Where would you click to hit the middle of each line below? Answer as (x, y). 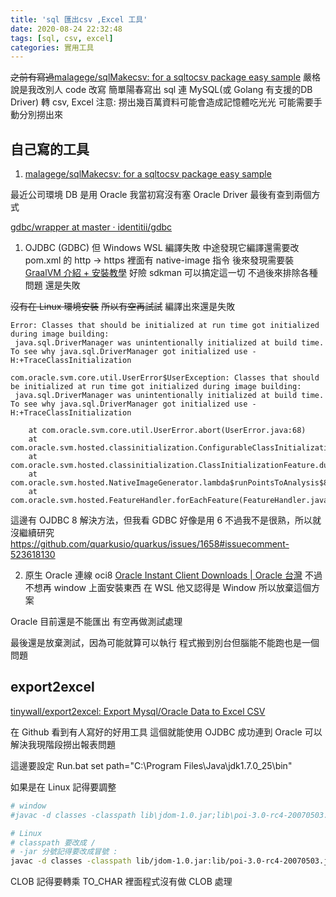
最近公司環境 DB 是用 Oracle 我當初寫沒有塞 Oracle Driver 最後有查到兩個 (161, 195)
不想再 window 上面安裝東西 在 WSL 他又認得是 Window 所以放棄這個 (168, 588)
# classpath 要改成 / (53, 842)
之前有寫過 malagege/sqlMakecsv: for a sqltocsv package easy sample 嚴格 (166, 77)
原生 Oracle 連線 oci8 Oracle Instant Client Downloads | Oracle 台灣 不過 (173, 575)
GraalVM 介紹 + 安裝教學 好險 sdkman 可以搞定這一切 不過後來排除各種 (171, 273)
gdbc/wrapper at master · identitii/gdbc (91, 227)
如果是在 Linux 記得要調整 (63, 787)
